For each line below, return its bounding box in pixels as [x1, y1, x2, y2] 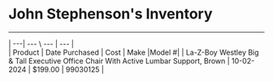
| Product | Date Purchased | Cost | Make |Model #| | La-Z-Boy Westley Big [8, 47, 259, 57]
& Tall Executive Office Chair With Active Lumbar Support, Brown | [8, 55, 230, 65]
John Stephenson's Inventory [8, 5, 213, 23]
